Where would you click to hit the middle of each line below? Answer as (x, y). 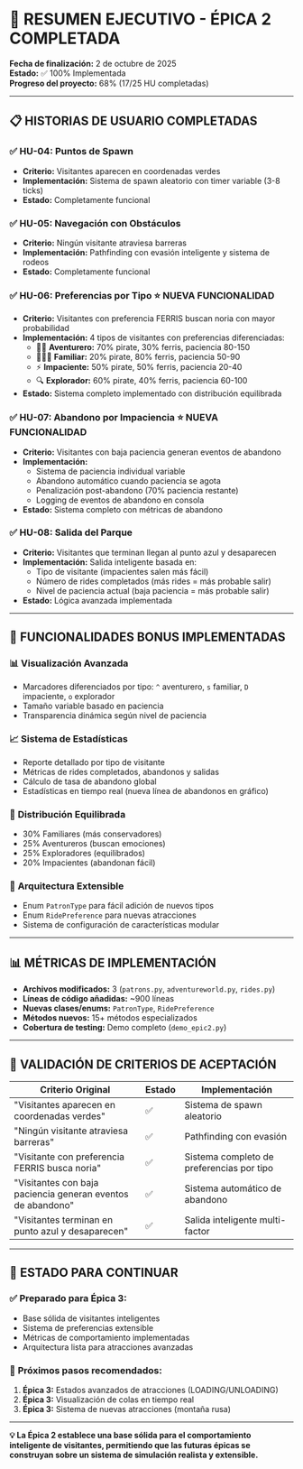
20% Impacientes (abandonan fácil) (89, 863)
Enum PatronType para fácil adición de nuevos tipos (118, 906)
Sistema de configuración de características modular (121, 925)
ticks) (32, 190)
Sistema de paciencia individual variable (110, 471)
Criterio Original (75, 1090)
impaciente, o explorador (69, 696)
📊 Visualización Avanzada (69, 663)
